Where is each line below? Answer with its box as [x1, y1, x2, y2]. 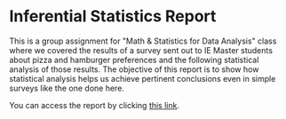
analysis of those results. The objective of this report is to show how [9, 64, 259, 75]
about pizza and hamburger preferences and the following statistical [9, 54, 259, 65]
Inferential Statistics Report [9, 6, 217, 27]
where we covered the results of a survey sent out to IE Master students [9, 44, 274, 55]
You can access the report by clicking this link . [9, 99, 180, 110]
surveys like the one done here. [9, 83, 124, 93]
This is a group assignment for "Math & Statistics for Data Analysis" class [9, 36, 277, 46]
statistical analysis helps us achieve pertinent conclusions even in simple [9, 73, 276, 83]
